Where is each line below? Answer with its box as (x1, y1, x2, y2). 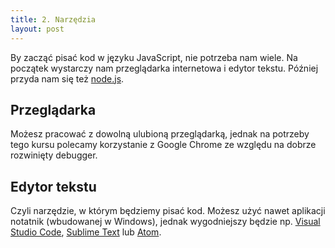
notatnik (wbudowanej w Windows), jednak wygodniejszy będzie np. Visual (10, 216, 321, 228)
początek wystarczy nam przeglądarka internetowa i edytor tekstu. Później (10, 62, 319, 74)
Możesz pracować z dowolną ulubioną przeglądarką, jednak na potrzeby (10, 128, 310, 140)
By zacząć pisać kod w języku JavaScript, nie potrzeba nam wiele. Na (10, 51, 298, 63)
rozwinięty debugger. (10, 149, 98, 161)
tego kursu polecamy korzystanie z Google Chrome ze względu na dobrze (10, 139, 317, 151)
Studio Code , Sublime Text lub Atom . (10, 226, 162, 238)
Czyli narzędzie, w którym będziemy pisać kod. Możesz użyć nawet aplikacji (10, 205, 326, 217)
